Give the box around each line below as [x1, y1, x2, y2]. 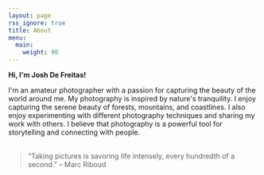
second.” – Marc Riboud [27, 160, 107, 169]
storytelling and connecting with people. [8, 127, 141, 137]
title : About [8, 26, 52, 34]
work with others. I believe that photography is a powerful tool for [8, 120, 223, 128]
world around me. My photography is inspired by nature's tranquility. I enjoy [8, 94, 257, 103]
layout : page [8, 11, 52, 20]
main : [15, 41, 34, 49]
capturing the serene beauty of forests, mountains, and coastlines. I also [8, 102, 246, 112]
